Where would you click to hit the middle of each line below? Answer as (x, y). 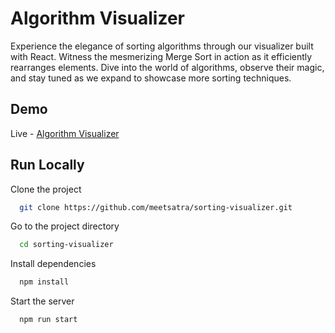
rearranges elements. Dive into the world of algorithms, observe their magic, (167, 67)
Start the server (42, 301)
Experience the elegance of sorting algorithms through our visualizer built (162, 46)
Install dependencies (53, 264)
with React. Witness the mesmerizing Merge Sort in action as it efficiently (161, 56)
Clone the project (46, 189)
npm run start (48, 320)
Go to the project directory (65, 226)
